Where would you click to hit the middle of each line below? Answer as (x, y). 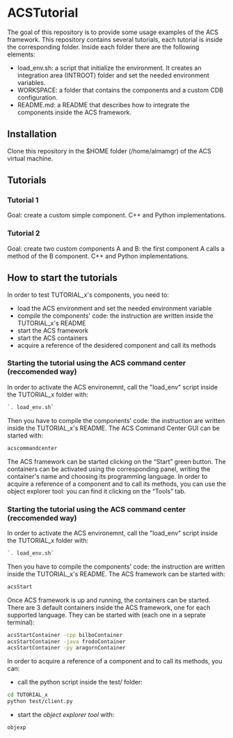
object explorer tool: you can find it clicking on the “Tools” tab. (97, 491)
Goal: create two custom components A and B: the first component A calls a (116, 248)
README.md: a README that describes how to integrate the (103, 105)
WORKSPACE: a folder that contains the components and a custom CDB (120, 90)
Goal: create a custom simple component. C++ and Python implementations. (117, 215)
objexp (17, 728)
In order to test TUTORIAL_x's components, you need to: (88, 295)
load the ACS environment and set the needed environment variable (114, 308)
